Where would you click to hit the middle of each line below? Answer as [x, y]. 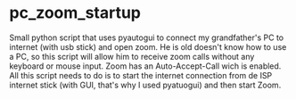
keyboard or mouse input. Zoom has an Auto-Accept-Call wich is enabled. [145, 66]
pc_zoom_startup [75, 13]
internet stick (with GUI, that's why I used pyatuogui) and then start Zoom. [145, 85]
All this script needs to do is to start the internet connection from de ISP [141, 75]
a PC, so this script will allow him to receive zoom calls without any [132, 56]
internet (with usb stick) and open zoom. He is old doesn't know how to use [148, 46]
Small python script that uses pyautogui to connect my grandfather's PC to [146, 37]
